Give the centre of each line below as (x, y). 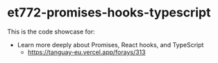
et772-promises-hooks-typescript (109, 13)
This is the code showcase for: (51, 32)
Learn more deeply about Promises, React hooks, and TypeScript (110, 45)
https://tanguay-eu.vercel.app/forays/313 (86, 52)
